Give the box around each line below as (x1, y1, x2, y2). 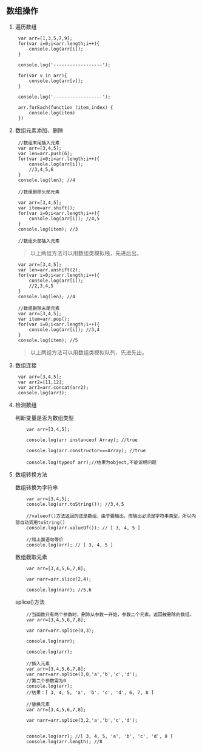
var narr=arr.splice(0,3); (26, 627, 95, 634)
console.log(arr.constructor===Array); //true (26, 447, 146, 453)
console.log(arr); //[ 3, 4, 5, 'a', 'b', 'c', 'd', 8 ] (26, 733, 173, 739)
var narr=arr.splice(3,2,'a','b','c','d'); (26, 717, 138, 723)
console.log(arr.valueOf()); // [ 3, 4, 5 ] (26, 525, 141, 531)
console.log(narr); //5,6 (26, 587, 92, 593)
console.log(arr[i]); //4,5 (29, 215, 100, 222)
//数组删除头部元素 (18, 189, 60, 195)
